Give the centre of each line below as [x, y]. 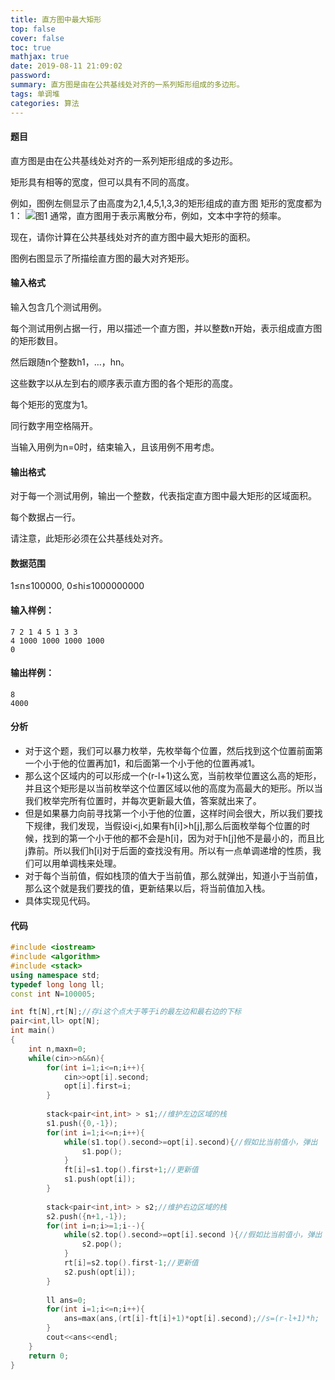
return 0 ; [49, 1356]
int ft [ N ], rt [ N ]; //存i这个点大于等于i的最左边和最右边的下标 [126, 1012]
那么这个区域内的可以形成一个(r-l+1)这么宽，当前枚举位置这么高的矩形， [173, 775]
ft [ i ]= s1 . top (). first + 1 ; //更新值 [131, 1170]
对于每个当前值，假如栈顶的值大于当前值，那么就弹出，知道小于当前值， [173, 875]
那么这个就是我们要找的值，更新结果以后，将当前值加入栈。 [147, 888]
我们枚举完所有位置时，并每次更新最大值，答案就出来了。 [143, 800]
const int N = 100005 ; [53, 994]
